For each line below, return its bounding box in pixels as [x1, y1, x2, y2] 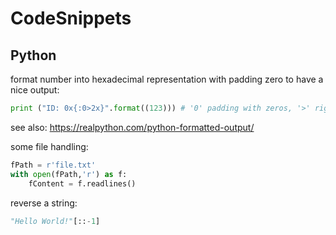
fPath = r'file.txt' [10, 160, 97, 170]
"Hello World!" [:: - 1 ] [10, 216, 101, 226]
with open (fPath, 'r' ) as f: [10, 169, 128, 179]
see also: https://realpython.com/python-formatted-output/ [10, 121, 255, 133]
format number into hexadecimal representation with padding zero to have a [10, 73, 324, 85]
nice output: [10, 84, 60, 96]
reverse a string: [10, 197, 78, 209]
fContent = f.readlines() [28, 178, 137, 189]
